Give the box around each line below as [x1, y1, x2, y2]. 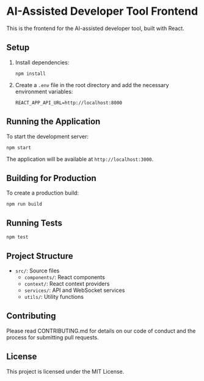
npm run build [6, 201, 43, 207]
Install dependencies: [15, 58, 70, 66]
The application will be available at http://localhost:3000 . [6, 155, 154, 163]
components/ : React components [24, 274, 105, 280]
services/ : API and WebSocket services [24, 287, 125, 294]
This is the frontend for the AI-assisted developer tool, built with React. [6, 25, 184, 32]
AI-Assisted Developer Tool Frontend [6, 4, 199, 18]
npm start [6, 144, 32, 151]
